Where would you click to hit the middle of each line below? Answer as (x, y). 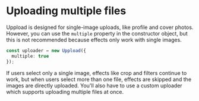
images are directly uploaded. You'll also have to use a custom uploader (94, 85)
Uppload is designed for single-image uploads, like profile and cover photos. (100, 27)
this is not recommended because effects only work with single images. (94, 40)
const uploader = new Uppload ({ (46, 50)
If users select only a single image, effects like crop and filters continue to (97, 73)
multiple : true (30, 56)
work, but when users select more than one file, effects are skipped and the (99, 79)
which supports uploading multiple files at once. (65, 92)
